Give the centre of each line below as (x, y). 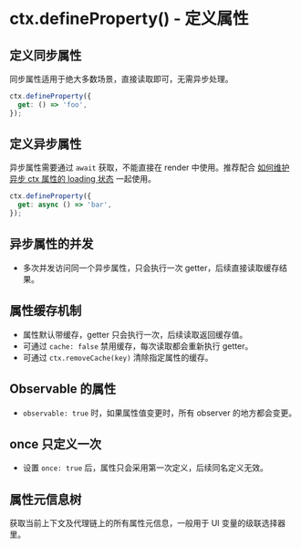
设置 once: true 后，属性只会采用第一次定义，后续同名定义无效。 (145, 468)
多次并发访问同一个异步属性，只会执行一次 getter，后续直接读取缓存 (151, 268)
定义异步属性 (46, 144)
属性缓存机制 (46, 311)
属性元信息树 (46, 499)
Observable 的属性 (63, 389)
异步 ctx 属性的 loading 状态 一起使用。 (83, 179)
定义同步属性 (46, 55)
